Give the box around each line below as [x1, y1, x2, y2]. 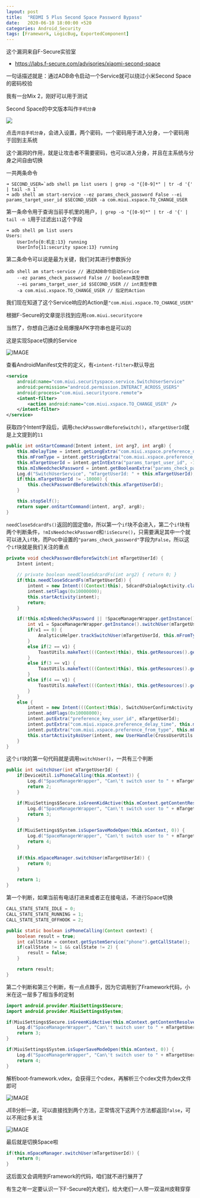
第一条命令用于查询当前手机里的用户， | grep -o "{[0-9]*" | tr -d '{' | [6, 208, 189, 216]
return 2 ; [27, 784, 52, 790]
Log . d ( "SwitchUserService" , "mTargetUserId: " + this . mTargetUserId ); [17, 471, 196, 477]
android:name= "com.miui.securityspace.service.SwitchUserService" [17, 379, 185, 385]
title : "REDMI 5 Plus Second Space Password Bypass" [6, 14, 143, 20]
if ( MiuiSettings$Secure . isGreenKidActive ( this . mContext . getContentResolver [6, 1019, 198, 1025]
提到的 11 [21, 431, 43, 438]
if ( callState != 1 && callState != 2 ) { [17, 944, 118, 950]
